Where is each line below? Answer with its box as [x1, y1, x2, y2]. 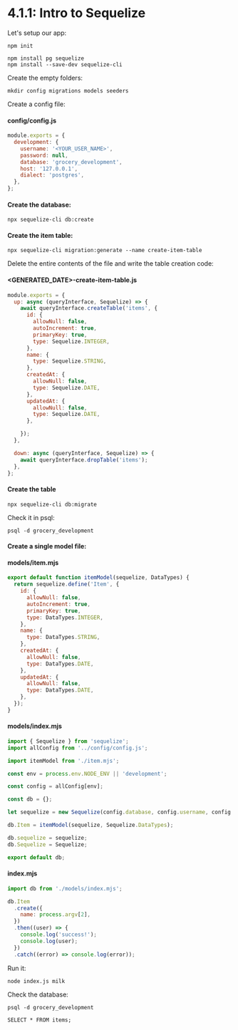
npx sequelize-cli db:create [7, 216, 94, 224]
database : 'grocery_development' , [20, 158, 123, 165]
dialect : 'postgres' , [20, 172, 84, 179]
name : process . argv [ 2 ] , [20, 911, 91, 918]
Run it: [7, 964, 26, 972]
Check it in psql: [7, 513, 55, 521]
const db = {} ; [7, 796, 53, 803]
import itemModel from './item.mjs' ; [7, 757, 120, 764]
